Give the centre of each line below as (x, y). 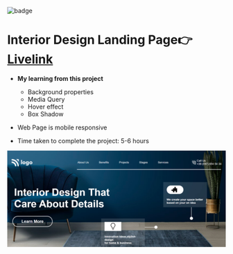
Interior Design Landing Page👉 (100, 40)
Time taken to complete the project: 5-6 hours (83, 140)
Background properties (60, 92)
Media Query (46, 99)
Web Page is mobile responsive (62, 127)
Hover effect (45, 107)
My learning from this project (60, 78)
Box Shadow (45, 114)
